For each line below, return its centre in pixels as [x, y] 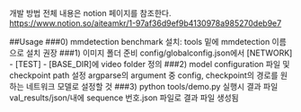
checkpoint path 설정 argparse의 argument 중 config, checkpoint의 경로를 [144, 75]
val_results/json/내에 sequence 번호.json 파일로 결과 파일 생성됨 [124, 98]
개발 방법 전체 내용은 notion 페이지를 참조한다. [90, 13]
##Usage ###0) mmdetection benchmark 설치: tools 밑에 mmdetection [140, 42]
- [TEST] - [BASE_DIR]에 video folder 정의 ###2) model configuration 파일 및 [150, 64]
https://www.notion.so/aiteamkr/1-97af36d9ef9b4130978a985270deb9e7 [146, 23]
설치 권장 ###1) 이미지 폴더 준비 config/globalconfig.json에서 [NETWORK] [159, 53]
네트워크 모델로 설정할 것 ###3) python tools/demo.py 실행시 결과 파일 [152, 86]
